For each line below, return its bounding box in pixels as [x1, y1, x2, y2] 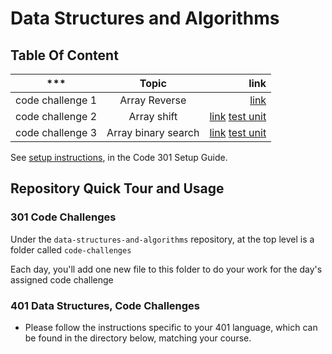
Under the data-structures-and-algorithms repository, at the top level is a [10, 233, 315, 245]
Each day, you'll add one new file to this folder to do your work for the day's [10, 263, 323, 275]
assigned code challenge [10, 273, 114, 286]
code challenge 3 [15, 126, 98, 139]
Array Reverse [119, 93, 187, 107]
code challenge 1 [15, 93, 98, 107]
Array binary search [106, 126, 200, 139]
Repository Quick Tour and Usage [10, 180, 225, 197]
